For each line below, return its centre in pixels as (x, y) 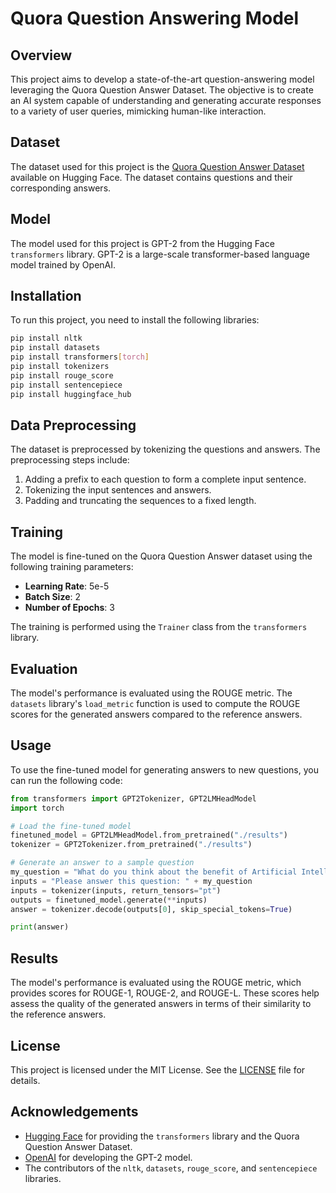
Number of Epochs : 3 (69, 608)
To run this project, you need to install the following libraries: (135, 320)
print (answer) (40, 927)
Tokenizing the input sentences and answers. (118, 490)
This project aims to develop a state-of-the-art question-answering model (162, 79)
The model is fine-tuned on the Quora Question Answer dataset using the (161, 556)
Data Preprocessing (73, 425)
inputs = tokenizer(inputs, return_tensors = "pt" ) (116, 890)
